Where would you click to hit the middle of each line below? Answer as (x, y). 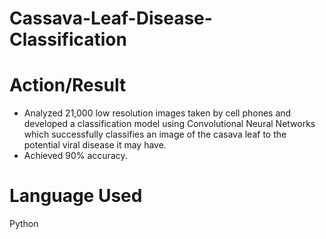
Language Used (76, 196)
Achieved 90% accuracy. (75, 156)
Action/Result (68, 85)
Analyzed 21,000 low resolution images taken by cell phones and (157, 113)
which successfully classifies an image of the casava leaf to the (155, 134)
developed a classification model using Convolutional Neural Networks (169, 124)
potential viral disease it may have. (95, 145)
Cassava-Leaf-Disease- (111, 18)
